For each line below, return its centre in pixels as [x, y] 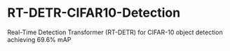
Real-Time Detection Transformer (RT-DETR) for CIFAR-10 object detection [115, 32]
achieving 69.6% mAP [39, 39]
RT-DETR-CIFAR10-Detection [94, 13]
